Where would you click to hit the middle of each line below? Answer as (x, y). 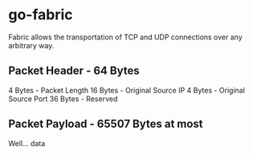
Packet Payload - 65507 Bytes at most (106, 124)
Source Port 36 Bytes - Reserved (63, 99)
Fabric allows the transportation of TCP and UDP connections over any (125, 37)
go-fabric (41, 15)
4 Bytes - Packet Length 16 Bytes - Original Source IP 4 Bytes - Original (126, 90)
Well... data (27, 143)
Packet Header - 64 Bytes (74, 71)
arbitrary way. (31, 45)
